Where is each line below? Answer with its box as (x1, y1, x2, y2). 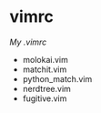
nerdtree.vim (22, 83, 71, 94)
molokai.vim (22, 54, 68, 65)
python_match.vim (22, 73, 93, 84)
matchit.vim (22, 64, 67, 75)
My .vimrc (9, 36, 47, 47)
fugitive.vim (22, 93, 67, 104)
